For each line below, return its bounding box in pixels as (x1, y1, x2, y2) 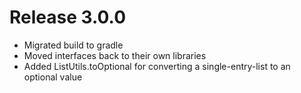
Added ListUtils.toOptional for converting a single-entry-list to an (23, 60, 291, 72)
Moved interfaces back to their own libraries (23, 49, 207, 61)
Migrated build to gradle (23, 39, 124, 51)
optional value (23, 71, 83, 83)
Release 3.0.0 (9, 6, 127, 29)
